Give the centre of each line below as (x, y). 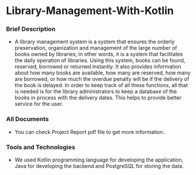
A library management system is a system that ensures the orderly (94, 42)
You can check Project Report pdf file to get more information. (90, 132)
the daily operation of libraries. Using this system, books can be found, (100, 60)
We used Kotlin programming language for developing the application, (99, 160)
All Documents (27, 119)
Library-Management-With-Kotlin (90, 11)
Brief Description (31, 29)
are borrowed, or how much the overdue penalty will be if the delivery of (102, 79)
